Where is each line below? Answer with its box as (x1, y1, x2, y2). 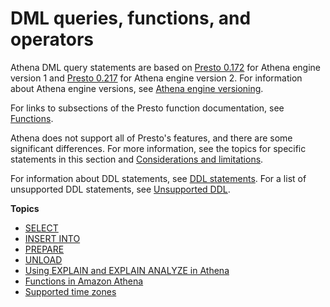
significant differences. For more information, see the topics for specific (10, 142, 307, 154)
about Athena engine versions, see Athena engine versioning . (10, 82, 264, 94)
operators (10, 28, 95, 51)
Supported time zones (24, 285, 117, 297)
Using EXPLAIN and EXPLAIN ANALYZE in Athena (24, 264, 230, 276)
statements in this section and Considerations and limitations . (10, 153, 264, 165)
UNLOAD (24, 253, 63, 266)
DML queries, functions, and (10, 7, 252, 30)
